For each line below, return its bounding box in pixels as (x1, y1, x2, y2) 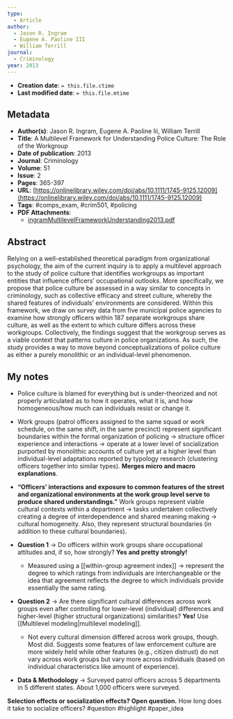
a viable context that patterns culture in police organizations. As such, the (7, 335, 218, 345)
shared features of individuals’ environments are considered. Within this (7, 299, 214, 307)
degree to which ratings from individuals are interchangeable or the (27, 569, 221, 578)
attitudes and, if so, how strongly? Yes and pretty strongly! (17, 548, 188, 557)
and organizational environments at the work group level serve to (17, 490, 210, 498)
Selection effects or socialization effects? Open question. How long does (7, 697, 223, 705)
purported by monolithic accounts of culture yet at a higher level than (17, 447, 216, 456)
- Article (13, 17, 42, 24)
